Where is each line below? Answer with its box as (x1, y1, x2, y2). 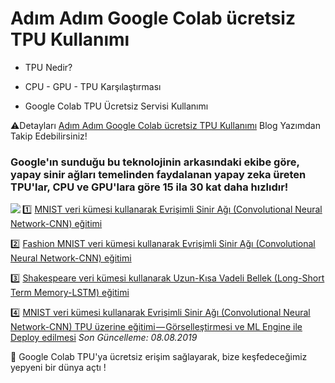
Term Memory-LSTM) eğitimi (10, 287, 130, 299)
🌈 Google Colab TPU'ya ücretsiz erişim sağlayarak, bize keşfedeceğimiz (10, 351, 308, 363)
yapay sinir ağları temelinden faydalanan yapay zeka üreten (10, 167, 307, 181)
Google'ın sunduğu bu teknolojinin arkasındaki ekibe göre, (10, 155, 300, 169)
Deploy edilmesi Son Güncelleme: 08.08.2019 (10, 332, 198, 344)
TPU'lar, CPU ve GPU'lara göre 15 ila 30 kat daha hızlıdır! (10, 180, 289, 194)
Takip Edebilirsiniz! (10, 130, 88, 142)
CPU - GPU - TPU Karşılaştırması (24, 80, 162, 92)
